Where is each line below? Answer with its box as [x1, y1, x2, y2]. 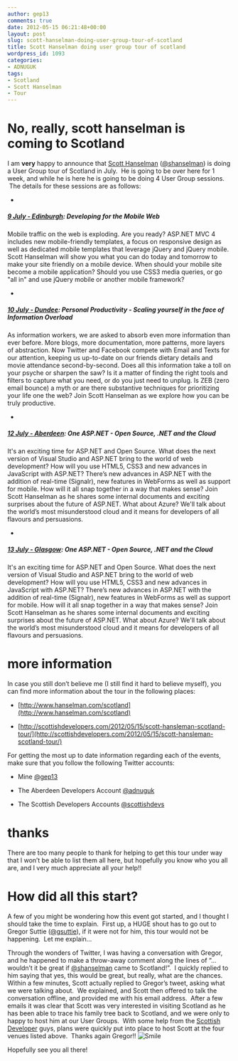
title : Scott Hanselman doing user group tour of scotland [7, 43, 186, 51]
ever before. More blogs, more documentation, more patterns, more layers [7, 339, 225, 347]
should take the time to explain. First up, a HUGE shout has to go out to [7, 919, 217, 928]
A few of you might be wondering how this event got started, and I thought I [7, 912, 229, 920]
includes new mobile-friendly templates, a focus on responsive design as [7, 238, 222, 246]
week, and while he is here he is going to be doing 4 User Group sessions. [7, 174, 225, 183]
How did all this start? [7, 889, 139, 904]
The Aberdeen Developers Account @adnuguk [17, 786, 155, 794]
